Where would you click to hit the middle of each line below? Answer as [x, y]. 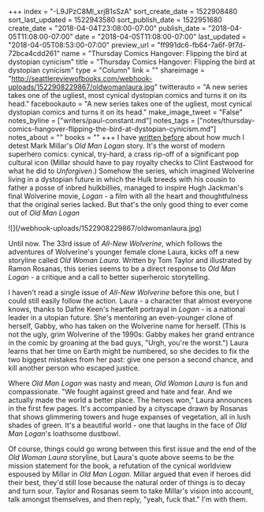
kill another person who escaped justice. [74, 368]
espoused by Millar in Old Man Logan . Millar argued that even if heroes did [130, 474]
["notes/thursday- [226, 120]
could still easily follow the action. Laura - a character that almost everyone [130, 301]
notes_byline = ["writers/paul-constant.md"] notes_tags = [102, 120]
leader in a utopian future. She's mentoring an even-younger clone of [121, 318]
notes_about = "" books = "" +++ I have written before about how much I [126, 137]
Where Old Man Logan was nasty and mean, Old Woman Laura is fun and [128, 383]
